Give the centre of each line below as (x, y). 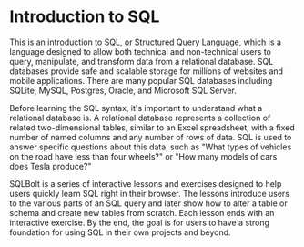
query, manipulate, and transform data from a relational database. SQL (142, 61)
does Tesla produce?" (51, 166)
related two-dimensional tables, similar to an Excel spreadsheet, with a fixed (152, 127)
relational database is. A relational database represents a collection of (140, 118)
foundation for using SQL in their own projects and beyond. (120, 232)
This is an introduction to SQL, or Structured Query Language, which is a (146, 42)
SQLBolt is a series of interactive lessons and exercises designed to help (146, 183)
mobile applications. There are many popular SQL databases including (141, 80)
